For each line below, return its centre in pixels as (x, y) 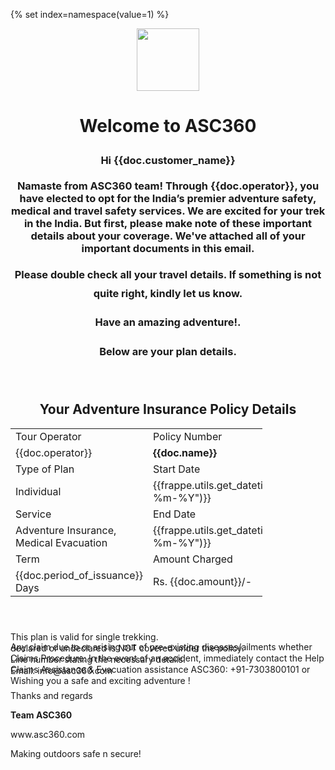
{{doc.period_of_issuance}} (79, 575)
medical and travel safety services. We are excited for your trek (168, 211)
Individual (38, 491)
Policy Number (187, 436)
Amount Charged (192, 559)
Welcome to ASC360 (168, 126)
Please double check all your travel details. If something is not (168, 274)
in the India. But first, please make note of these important (168, 224)
